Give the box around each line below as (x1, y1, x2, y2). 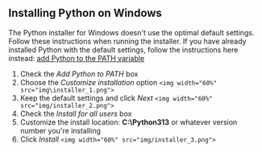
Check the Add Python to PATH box (19, 68, 139, 79)
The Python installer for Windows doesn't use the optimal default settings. (8, 27, 255, 37)
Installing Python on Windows (8, 6, 163, 20)
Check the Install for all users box (19, 109, 132, 118)
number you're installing (19, 125, 101, 135)
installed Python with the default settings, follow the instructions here (8, 44, 239, 55)
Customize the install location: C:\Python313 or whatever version (19, 117, 238, 127)
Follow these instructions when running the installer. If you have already (8, 36, 247, 46)
